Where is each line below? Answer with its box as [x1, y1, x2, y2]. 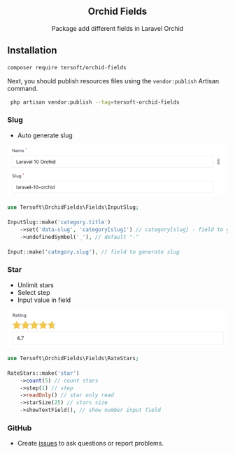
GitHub [7, 423, 32, 433]
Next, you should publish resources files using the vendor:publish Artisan [7, 76, 219, 85]
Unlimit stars [17, 280, 54, 289]
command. [7, 84, 38, 92]
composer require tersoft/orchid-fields [7, 64, 127, 71]
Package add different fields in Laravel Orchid [51, 24, 184, 32]
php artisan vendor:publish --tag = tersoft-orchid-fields [10, 98, 180, 106]
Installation [7, 45, 57, 57]
